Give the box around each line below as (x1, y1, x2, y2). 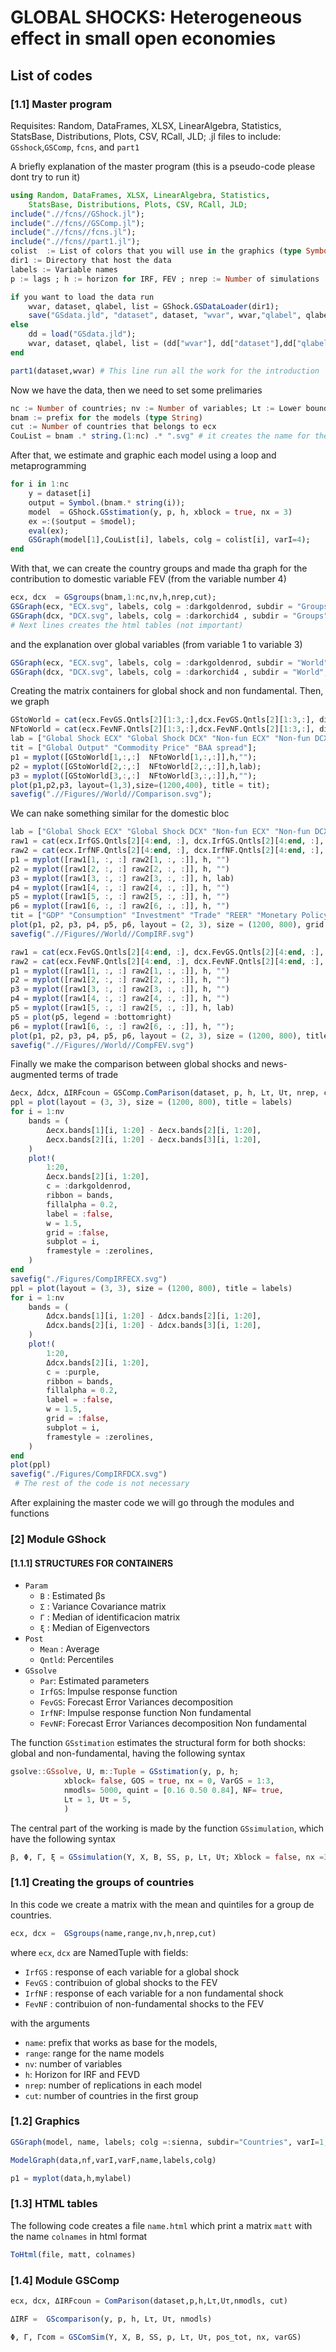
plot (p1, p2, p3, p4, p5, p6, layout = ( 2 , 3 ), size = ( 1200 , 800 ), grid (10, 920, 325, 930)
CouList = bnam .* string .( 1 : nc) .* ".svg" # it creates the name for (10, 431, 311, 441)
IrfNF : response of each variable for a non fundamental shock (24, 1987, 284, 1999)
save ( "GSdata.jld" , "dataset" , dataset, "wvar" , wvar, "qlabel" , (28, 311, 302, 321)
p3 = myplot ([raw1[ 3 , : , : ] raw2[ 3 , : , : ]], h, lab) (10, 873, 235, 883)
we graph (10, 696, 50, 708)
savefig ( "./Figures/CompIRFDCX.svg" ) (10, 1469, 168, 1480)
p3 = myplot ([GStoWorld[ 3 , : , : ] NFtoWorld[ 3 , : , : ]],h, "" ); (10, 771, 257, 781)
